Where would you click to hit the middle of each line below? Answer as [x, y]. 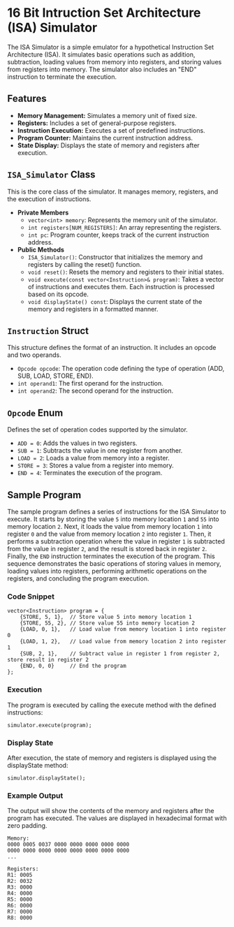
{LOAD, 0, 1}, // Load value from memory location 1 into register [123, 629]
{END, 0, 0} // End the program [73, 666]
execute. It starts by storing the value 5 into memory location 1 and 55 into [113, 519]
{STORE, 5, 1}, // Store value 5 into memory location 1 [106, 617]
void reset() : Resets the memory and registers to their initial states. [126, 272]
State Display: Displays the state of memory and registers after [109, 145]
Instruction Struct [48, 331]
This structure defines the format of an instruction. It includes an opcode [112, 348]
